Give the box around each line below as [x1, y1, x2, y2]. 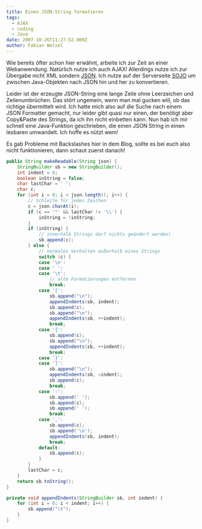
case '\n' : [38, 259, 66, 266]
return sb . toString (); [17, 478, 74, 484]
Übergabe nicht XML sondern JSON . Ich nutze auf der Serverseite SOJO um [6, 72, 196, 79]
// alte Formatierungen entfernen [49, 276, 136, 283]
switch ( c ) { [38, 254, 71, 260]
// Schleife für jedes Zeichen [28, 197, 107, 204]
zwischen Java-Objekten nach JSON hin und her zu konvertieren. [6, 78, 169, 85]
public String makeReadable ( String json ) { [6, 158, 118, 164]
